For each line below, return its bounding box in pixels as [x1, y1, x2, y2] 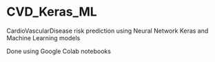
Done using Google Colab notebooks [6, 47, 112, 55]
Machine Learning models [6, 33, 81, 42]
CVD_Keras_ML [6, 4, 97, 20]
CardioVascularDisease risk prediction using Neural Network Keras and [6, 27, 209, 35]
